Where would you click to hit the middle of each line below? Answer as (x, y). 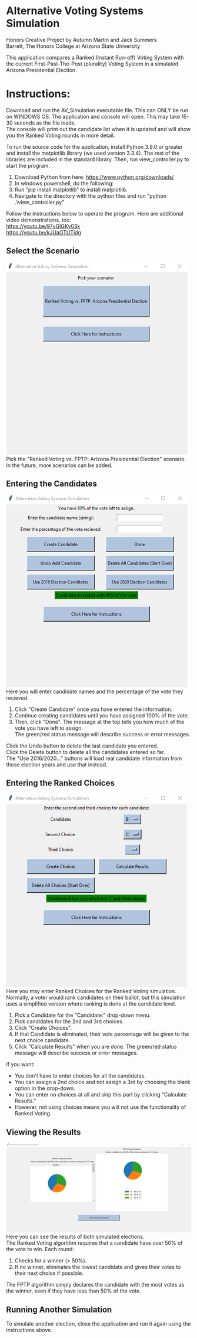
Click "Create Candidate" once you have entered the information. (93, 709)
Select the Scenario (43, 251)
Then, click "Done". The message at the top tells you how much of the (99, 722)
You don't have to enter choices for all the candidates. (80, 1076)
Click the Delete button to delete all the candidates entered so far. (86, 752)
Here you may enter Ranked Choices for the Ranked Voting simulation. (91, 991)
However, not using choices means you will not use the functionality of (100, 1107)
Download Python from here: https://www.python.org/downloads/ (94, 177)
